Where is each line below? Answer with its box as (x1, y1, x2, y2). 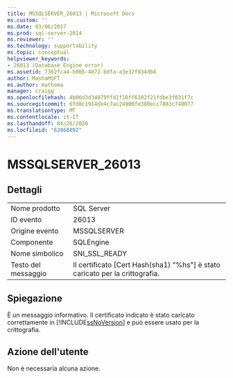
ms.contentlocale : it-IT (7, 113, 79, 120)
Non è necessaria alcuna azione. (7, 364, 101, 372)
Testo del (10, 260, 41, 270)
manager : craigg (7, 88, 54, 94)
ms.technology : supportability (7, 42, 98, 49)
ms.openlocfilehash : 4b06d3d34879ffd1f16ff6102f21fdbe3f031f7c (7, 94, 194, 101)
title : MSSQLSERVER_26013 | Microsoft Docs (7, 10, 135, 17)
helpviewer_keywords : (7, 56, 70, 63)
